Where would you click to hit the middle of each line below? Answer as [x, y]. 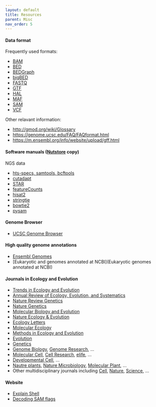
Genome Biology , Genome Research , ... [53, 349]
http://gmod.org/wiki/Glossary [44, 129]
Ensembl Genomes [32, 256]
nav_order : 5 [19, 24]
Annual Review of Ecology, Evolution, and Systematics [69, 295]
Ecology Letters [29, 322]
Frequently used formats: [32, 52]
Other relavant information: [33, 120]
